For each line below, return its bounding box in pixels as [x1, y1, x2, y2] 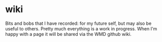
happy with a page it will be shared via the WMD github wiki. [5, 31, 132, 37]
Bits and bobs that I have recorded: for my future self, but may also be [5, 20, 152, 26]
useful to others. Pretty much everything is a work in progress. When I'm [5, 25, 157, 31]
